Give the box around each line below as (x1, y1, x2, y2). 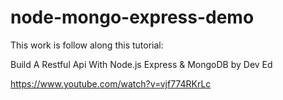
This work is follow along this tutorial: (10, 39, 164, 51)
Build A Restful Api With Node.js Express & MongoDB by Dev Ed (10, 58, 273, 70)
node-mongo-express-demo (10, 6, 255, 29)
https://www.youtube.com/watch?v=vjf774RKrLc (10, 77, 212, 90)
